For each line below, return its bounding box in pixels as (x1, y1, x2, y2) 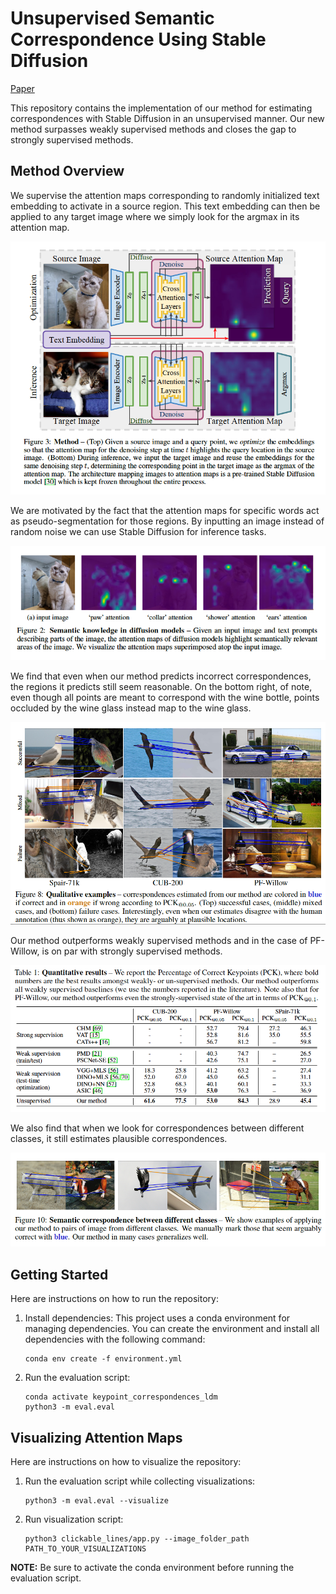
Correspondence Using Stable (10, 28, 267, 51)
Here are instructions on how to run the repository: (10, 1293, 219, 1305)
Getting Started (10, 1266, 109, 1283)
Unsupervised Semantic (10, 7, 215, 30)
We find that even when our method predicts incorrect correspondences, (10, 670, 312, 682)
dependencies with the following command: (24, 1333, 206, 1346)
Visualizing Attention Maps (10, 1429, 183, 1446)
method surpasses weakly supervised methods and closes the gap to (10, 123, 297, 135)
